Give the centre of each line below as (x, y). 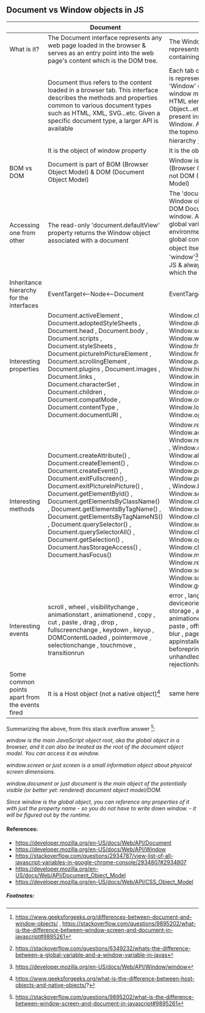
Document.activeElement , (85, 315)
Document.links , (72, 376)
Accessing (24, 225)
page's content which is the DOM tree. (103, 61)
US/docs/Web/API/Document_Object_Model (70, 875)
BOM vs (21, 168)
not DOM (182, 176)
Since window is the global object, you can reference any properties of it (98, 802)
